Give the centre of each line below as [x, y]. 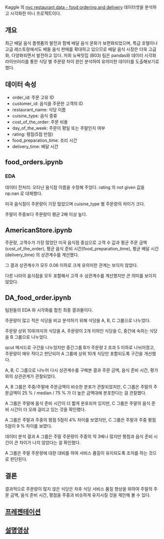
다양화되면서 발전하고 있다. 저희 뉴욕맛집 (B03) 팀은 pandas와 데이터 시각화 [84, 55]
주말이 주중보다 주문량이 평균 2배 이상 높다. [46, 215]
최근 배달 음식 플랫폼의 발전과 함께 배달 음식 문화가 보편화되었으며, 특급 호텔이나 [82, 43]
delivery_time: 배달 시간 [35, 146]
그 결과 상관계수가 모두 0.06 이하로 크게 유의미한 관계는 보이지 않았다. [71, 265]
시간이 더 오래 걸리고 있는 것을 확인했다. [48, 409]
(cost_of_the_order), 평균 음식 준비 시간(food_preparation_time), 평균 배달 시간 [82, 249]
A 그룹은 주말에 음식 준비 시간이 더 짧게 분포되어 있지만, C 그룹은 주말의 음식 [78, 403]
